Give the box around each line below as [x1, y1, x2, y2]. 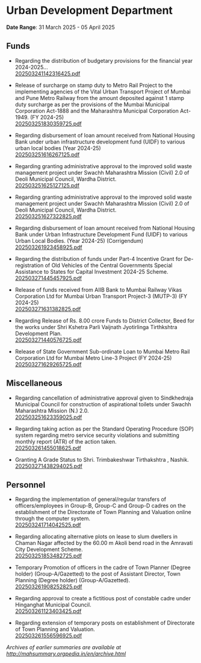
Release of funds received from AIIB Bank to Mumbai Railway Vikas [14, 286, 182, 293]
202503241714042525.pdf [14, 521, 81, 529]
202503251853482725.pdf [14, 552, 82, 559]
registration [14, 262, 44, 269]
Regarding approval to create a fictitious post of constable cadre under [14, 595, 191, 602]
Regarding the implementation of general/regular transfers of [14, 495, 167, 503]
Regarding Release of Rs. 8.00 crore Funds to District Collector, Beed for [14, 317, 195, 324]
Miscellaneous [6, 378, 63, 389]
